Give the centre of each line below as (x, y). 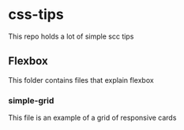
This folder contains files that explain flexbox (81, 80)
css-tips (36, 15)
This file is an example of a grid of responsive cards (92, 118)
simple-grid (31, 100)
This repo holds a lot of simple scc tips (71, 36)
